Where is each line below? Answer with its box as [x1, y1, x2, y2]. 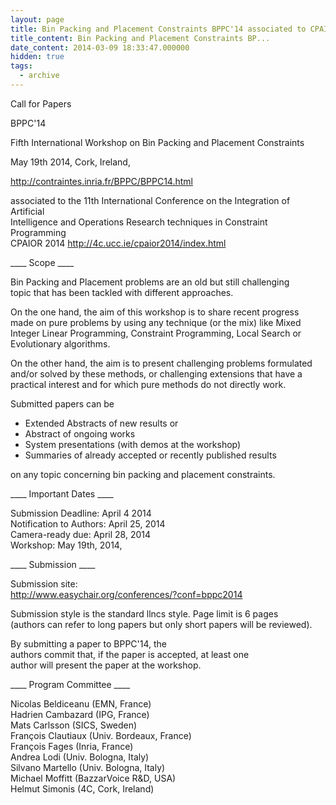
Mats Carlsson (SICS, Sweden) [10, 719, 138, 731]
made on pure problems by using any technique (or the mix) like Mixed [10, 316, 302, 328]
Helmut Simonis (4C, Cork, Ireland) [10, 782, 155, 795]
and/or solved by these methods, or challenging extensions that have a [10, 367, 303, 380]
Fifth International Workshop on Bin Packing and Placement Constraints [10, 136, 305, 148]
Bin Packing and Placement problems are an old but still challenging [10, 276, 290, 288]
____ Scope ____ [10, 256, 75, 268]
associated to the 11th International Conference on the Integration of [10, 194, 291, 206]
